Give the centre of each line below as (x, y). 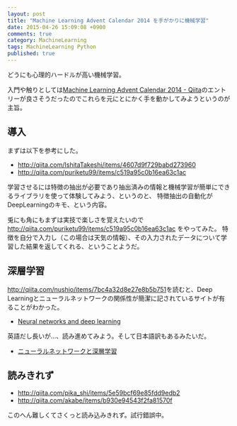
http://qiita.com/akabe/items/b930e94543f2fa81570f (95, 400)
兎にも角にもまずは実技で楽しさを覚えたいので (75, 219)
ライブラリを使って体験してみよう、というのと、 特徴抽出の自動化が (113, 195)
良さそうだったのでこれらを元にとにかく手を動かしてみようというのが (128, 98)
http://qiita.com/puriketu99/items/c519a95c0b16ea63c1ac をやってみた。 (114, 229)
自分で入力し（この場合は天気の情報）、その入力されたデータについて (120, 237)
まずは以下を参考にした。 (45, 151)
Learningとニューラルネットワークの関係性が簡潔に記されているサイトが (113, 298)
